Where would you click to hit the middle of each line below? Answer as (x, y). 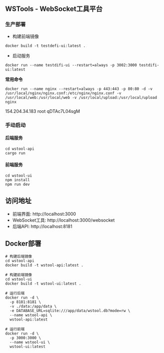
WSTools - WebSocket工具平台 (54, 9)
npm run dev (17, 184)
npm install (17, 180)
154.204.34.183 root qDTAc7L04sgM (43, 111)
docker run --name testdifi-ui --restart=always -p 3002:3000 (71, 65)
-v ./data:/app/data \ (33, 306)
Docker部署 (23, 244)
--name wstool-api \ (31, 315)
